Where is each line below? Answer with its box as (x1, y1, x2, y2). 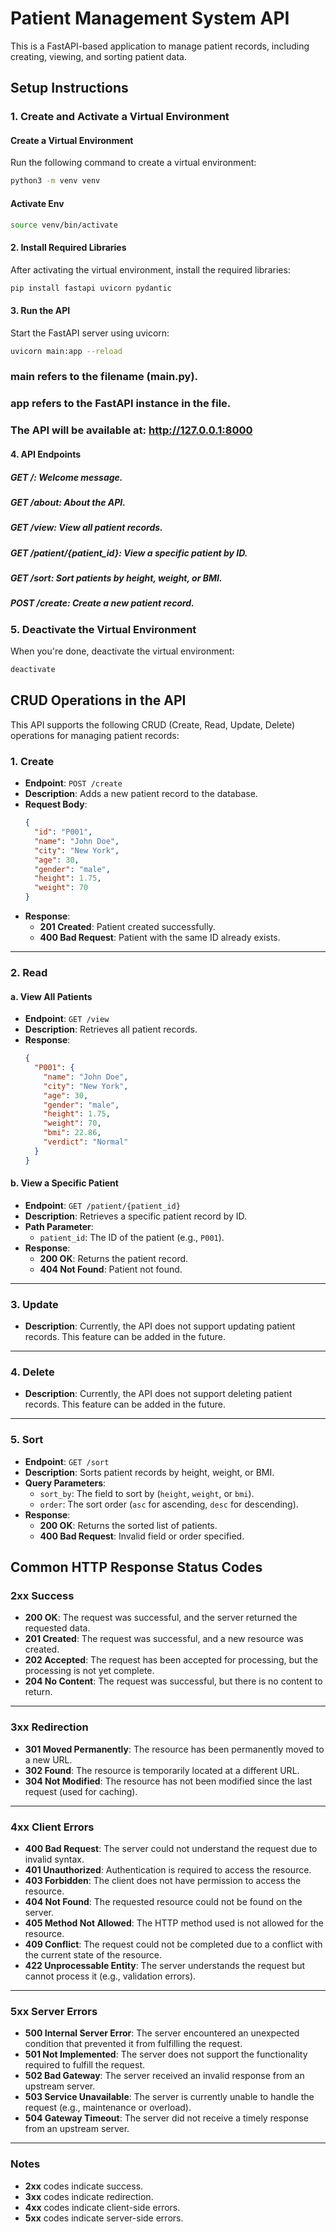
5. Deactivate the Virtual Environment (10, 622, 197, 636)
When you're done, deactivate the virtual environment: (10, 645, 235, 657)
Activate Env (10, 197, 65, 209)
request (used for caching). (24, 1785, 138, 1797)
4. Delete (10, 1365, 55, 1379)
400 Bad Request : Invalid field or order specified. (39, 1530, 245, 1542)
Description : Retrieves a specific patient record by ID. (24, 1210, 248, 1222)
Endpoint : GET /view (24, 1013, 110, 1025)
